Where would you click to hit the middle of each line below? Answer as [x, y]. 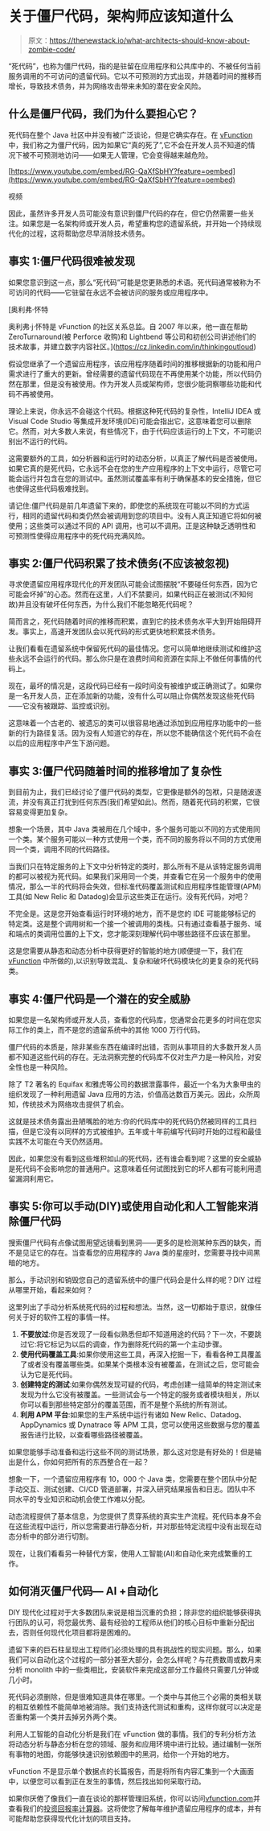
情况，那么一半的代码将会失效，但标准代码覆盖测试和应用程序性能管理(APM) [135, 887]
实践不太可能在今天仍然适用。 [57, 1141]
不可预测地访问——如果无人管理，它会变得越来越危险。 [121, 155]
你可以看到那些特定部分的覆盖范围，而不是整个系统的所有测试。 [125, 1404]
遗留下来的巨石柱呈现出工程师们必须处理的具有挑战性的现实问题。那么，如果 [135, 1649]
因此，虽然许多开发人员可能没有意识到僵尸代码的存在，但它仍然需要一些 [128, 213]
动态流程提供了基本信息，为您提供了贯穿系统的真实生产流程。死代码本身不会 [135, 1516]
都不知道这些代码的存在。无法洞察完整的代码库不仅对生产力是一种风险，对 [131, 1057]
